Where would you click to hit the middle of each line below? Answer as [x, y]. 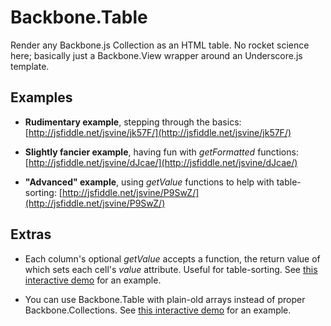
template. [30, 66]
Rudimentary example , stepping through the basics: [133, 122]
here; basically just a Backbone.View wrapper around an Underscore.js [156, 55]
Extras [31, 234]
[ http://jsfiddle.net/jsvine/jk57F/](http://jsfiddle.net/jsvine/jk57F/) [158, 132]
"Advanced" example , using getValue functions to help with [149, 182]
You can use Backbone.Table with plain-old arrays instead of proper [165, 299]
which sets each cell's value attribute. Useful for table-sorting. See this [171, 269]
